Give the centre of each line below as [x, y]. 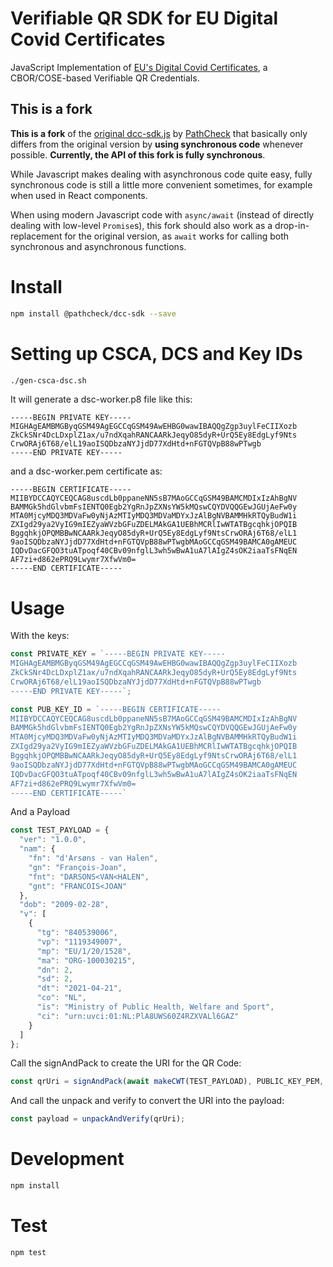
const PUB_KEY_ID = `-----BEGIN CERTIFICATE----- [116, 709]
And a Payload [40, 812]
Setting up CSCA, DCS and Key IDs [156, 353]
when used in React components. [79, 195]
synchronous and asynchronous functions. [98, 246]
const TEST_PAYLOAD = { [60, 830]
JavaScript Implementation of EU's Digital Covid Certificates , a [139, 67]
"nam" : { [37, 849]
